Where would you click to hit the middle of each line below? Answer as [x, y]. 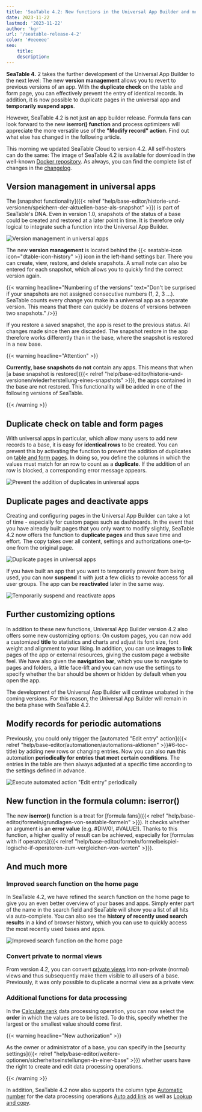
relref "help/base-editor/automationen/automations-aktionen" [83, 745]
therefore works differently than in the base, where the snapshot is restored [100, 338]
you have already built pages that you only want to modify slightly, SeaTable [100, 529]
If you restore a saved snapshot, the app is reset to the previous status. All [98, 325]
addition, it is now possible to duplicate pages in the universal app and [93, 100]
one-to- [182, 541]
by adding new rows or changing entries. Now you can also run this [102, 751]
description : [33, 57]
